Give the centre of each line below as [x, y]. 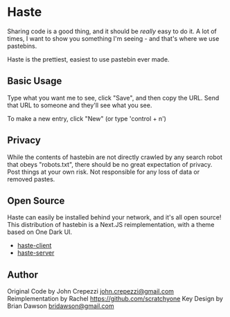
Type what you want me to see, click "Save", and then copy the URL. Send [113, 98]
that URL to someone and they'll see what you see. [80, 105]
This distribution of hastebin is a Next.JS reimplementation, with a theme [111, 225]
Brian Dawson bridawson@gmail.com [61, 306]
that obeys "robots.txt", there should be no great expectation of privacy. [110, 164]
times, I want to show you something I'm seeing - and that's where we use [113, 38]
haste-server [36, 253]
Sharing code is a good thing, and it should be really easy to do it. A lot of [112, 31]
